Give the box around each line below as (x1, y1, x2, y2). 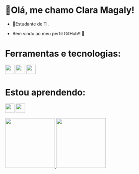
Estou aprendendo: (5, 87, 86, 98)
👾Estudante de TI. (12, 21, 49, 27)
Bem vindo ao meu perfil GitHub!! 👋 (12, 30, 85, 36)
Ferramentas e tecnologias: (5, 48, 121, 59)
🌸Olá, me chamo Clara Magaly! (5, 4, 135, 16)
